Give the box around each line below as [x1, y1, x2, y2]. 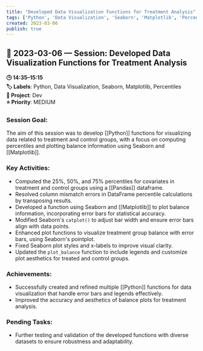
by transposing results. [14, 197, 72, 204]
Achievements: [6, 269, 53, 278]
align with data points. [14, 222, 71, 230]
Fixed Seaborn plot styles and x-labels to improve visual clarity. [14, 242, 173, 249]
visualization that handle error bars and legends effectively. [14, 289, 163, 297]
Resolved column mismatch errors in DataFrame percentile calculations [14, 190, 193, 198]
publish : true [6, 25, 42, 32]
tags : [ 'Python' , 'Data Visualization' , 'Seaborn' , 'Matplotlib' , [6, 14, 177, 21]
